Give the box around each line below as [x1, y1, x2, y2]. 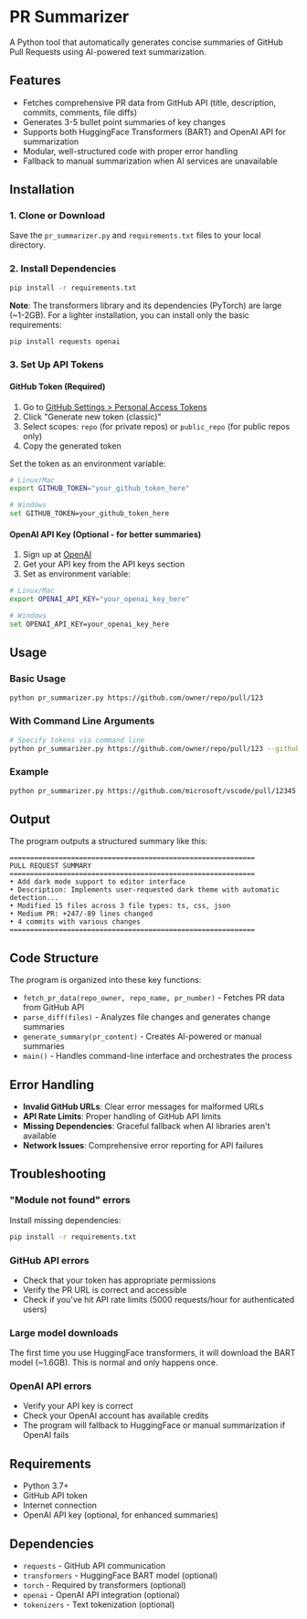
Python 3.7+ [22, 1480, 69, 1491]
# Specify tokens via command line [9, 735, 145, 745]
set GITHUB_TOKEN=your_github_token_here [9, 509, 170, 518]
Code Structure [9, 950, 99, 966]
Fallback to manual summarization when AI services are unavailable [22, 155, 279, 166]
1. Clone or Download [9, 209, 105, 222]
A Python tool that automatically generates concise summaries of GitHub [9, 37, 283, 48]
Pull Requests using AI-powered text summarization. [9, 46, 207, 57]
